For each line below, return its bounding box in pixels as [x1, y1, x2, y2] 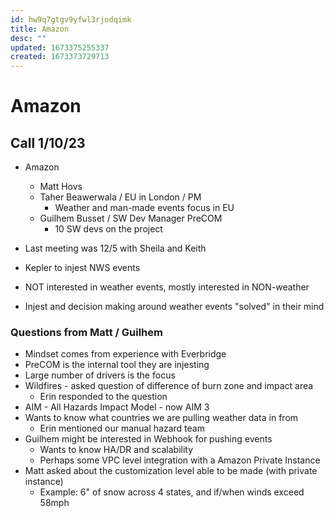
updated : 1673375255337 [10, 42, 110, 53]
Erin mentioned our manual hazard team [39, 422, 205, 435]
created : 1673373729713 [10, 52, 110, 62]
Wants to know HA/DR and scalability [39, 444, 194, 456]
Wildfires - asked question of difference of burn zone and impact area [24, 380, 314, 392]
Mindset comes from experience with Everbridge [24, 348, 227, 360]
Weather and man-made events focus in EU [54, 202, 235, 214]
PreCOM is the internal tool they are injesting [24, 359, 210, 371]
